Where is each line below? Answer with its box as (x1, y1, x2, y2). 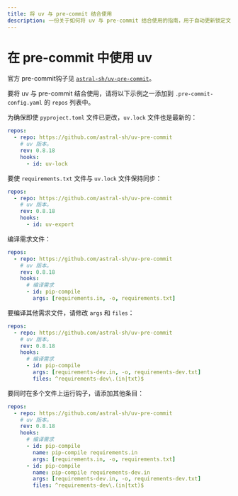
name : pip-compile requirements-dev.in (33, 468, 151, 476)
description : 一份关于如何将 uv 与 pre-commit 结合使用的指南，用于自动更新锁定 (7, 17, 226, 24)
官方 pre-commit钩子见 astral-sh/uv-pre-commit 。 (7, 74, 156, 83)
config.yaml (7, 100, 42, 107)
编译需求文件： (7, 234, 51, 243)
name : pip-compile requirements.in (33, 449, 138, 456)
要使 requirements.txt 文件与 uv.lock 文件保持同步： (7, 174, 162, 183)
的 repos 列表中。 (43, 98, 95, 107)
